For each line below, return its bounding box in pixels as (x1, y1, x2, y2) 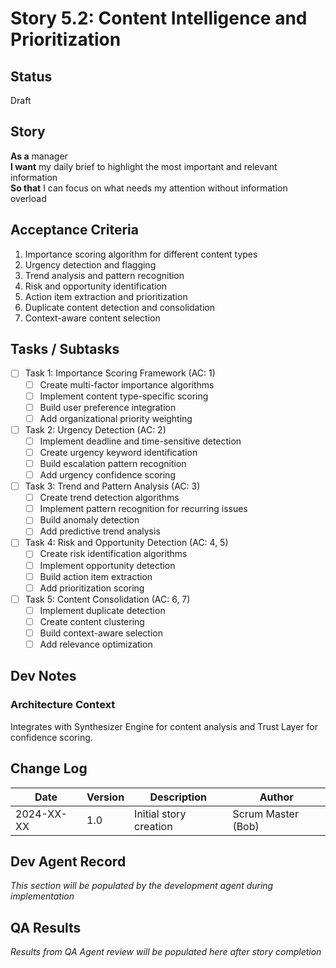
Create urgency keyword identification (39, 446, 198, 458)
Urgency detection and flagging (24, 258, 157, 271)
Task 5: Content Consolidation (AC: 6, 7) (24, 593, 191, 605)
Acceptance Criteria (10, 222, 139, 239)
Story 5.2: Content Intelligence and (10, 7, 308, 30)
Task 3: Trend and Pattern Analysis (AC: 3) (24, 480, 201, 492)
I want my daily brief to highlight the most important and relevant (10, 160, 278, 172)
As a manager (10, 150, 68, 162)
